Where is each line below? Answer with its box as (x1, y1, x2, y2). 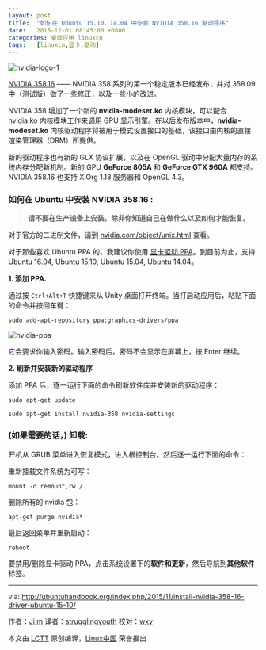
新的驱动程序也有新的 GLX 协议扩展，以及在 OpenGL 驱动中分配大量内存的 (8, 152, 251, 162)
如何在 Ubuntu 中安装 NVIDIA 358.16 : (8, 194, 154, 205)
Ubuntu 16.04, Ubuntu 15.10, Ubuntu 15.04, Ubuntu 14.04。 (8, 257, 199, 266)
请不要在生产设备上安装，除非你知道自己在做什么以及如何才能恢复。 (27, 213, 250, 223)
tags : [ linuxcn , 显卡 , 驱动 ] (8, 41, 100, 49)
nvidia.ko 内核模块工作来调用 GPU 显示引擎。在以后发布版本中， (8, 116, 218, 125)
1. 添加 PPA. (8, 274, 47, 284)
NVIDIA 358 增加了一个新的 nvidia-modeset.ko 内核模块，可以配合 (8, 106, 227, 116)
